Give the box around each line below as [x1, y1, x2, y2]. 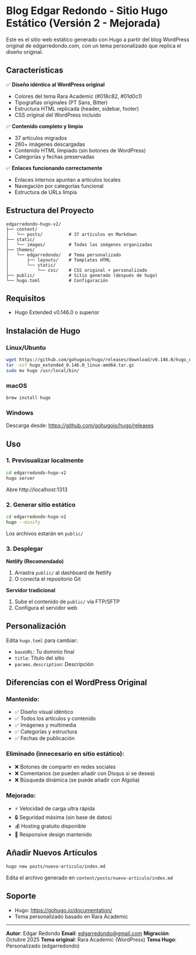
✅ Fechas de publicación [14, 735, 75, 742]
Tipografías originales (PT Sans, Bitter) [14, 98, 108, 106]
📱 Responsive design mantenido [14, 831, 92, 838]
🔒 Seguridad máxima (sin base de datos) [14, 814, 113, 821]
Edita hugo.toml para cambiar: [6, 637, 78, 644]
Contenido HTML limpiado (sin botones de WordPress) [14, 146, 146, 154]
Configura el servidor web [14, 604, 78, 611]
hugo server [6, 475, 35, 481]
